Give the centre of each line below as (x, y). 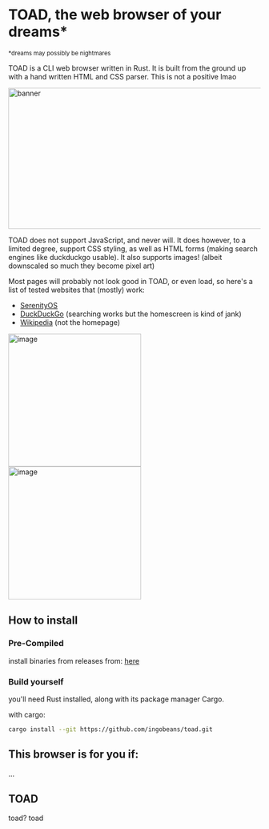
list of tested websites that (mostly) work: (77, 290)
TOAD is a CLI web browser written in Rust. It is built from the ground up (127, 68)
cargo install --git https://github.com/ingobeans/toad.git (111, 729)
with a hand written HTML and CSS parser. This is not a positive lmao (122, 76)
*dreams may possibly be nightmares (60, 53)
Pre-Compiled (36, 644)
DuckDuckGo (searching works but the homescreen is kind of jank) (130, 314)
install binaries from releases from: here (74, 660)
